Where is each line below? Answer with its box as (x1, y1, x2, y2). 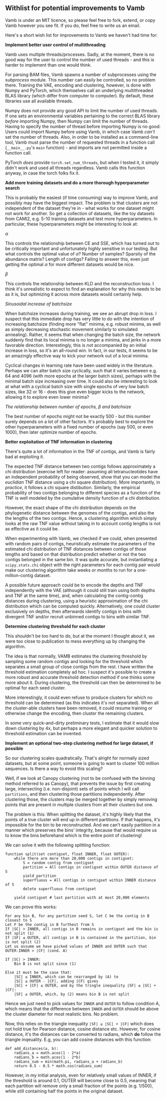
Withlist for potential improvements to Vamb (5, 4, 145, 12)
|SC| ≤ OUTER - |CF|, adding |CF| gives (14, 979, 99, 984)
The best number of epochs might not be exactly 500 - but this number (5, 413, 151, 419)
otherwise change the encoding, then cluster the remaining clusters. (5, 710, 145, 716)
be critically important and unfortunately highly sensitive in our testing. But (5, 246, 158, 252)
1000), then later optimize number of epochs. (5, 429, 98, 435)
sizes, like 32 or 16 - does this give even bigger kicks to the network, (5, 389, 145, 395)
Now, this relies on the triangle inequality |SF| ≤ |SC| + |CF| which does (5, 1020, 154, 1026)
